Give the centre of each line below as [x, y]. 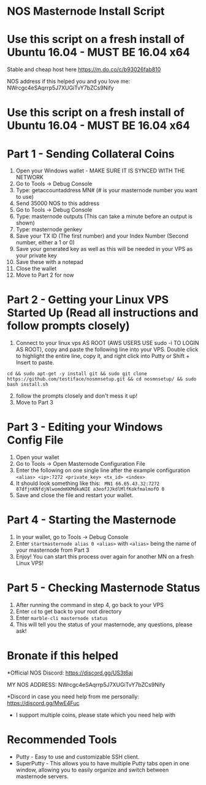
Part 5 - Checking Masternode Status [104, 588]
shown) [25, 223]
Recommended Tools [62, 740]
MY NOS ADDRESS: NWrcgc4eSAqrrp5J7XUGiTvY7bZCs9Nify [86, 684]
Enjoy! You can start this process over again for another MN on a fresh [105, 557]
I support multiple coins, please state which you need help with [96, 715]
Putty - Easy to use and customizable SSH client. [78, 757]
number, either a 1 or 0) [45, 242]
